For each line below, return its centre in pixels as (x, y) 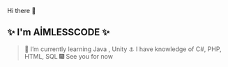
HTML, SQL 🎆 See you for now (69, 56)
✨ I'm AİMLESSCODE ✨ (59, 32)
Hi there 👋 (22, 11)
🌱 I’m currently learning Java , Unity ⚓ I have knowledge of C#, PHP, (123, 49)
